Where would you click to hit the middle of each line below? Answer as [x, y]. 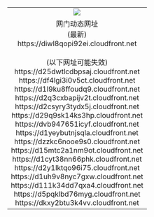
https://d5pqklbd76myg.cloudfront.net [77, 194]
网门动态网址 [77, 24]
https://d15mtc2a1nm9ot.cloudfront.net [77, 150]
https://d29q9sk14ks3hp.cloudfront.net [77, 115]
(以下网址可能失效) [77, 62]
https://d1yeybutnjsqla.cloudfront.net [77, 132]
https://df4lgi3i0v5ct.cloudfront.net [77, 80]
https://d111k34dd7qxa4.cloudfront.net [77, 185]
